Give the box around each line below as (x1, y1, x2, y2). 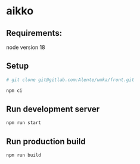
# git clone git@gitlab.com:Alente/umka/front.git (6, 76, 135, 83)
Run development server (6, 104, 100, 114)
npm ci (6, 88, 23, 94)
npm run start (6, 120, 42, 126)
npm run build (6, 152, 42, 159)
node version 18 (6, 44, 46, 51)
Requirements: (6, 28, 63, 38)
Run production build (6, 136, 86, 147)
